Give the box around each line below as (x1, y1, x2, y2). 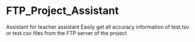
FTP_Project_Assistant (6, 4, 119, 17)
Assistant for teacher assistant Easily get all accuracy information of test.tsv (6, 23, 189, 30)
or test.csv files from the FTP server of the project (6, 29, 127, 36)
